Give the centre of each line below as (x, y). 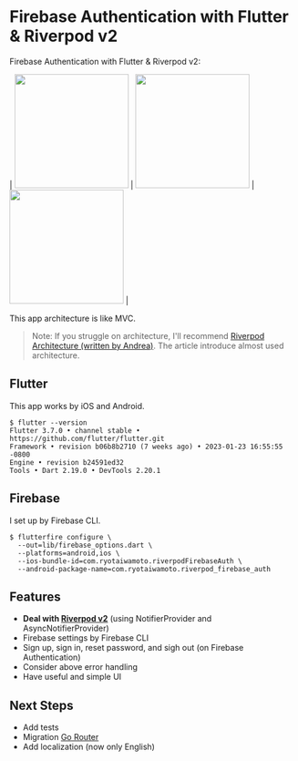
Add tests (41, 727)
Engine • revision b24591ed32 (67, 462)
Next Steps (41, 705)
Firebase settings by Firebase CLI (85, 638)
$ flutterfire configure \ (61, 537)
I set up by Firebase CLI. (55, 520)
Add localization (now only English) (88, 747)
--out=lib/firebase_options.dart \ (85, 545)
